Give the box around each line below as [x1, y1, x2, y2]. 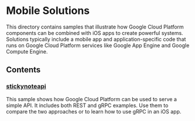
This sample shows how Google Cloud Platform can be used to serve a [6, 95, 177, 102]
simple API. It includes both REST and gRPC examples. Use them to [6, 102, 169, 109]
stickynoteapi [6, 83, 46, 91]
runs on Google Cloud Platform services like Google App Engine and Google [6, 42, 190, 49]
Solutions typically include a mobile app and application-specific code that [6, 35, 186, 42]
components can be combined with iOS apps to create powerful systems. [6, 29, 183, 36]
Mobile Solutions [6, 4, 90, 17]
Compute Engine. [6, 48, 48, 55]
